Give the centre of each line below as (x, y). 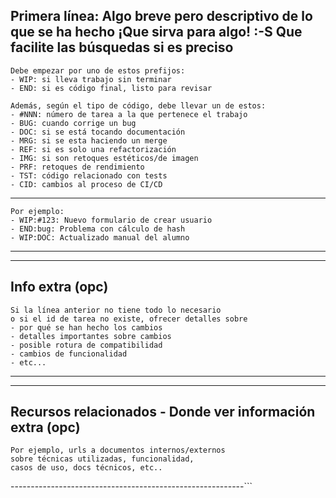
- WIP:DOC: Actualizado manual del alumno (100, 237)
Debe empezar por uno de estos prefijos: (98, 70)
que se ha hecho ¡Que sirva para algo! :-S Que (156, 32)
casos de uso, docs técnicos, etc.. (86, 468)
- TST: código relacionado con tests (89, 175)
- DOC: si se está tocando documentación (98, 132)
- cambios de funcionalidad (69, 354)
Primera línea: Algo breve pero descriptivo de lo (161, 16)
